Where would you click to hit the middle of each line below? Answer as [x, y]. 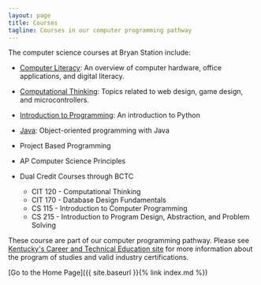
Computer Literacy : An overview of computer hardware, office [121, 68]
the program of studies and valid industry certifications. [99, 257]
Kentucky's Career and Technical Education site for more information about [130, 249]
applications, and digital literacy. [72, 77]
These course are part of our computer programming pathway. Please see [129, 241]
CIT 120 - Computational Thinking [86, 192]
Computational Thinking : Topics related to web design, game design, [131, 92]
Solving [44, 225]
